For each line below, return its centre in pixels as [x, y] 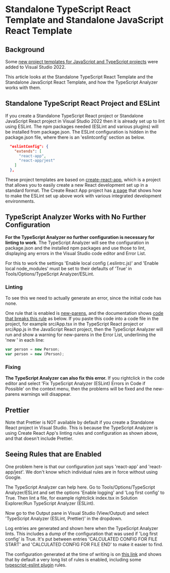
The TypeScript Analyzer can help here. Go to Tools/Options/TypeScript [80, 487]
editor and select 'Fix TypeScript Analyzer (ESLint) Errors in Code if [75, 384]
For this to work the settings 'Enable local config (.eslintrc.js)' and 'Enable [82, 263]
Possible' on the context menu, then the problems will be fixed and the [79, 389]
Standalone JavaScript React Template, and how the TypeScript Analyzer [81, 82]
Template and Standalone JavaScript [84, 20]
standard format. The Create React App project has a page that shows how [83, 190]
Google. [13, 477]
